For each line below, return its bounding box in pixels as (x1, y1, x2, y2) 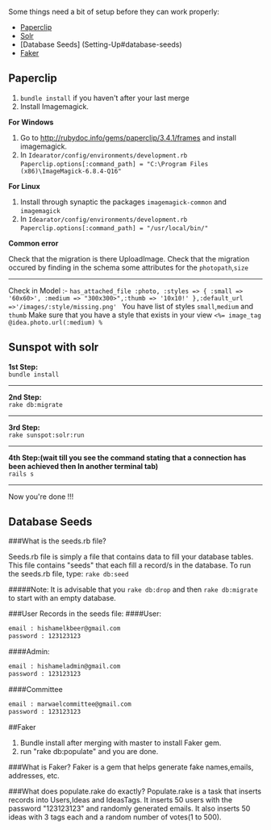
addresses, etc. (8, 770, 60, 780)
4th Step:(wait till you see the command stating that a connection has (8, 452, 247, 463)
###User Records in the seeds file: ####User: (8, 609, 162, 618)
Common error (8, 238, 59, 248)
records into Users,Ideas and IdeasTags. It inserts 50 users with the (8, 794, 232, 804)
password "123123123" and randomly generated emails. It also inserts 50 (8, 803, 251, 813)
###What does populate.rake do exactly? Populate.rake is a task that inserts (8, 786, 262, 796)
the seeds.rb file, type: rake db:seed (8, 569, 129, 579)
